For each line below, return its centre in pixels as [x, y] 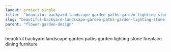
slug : [11, 19]
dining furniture [22, 44]
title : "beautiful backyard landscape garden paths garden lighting [81, 15]
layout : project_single [31, 10]
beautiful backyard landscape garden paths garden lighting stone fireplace [83, 39]
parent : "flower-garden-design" [39, 24]
